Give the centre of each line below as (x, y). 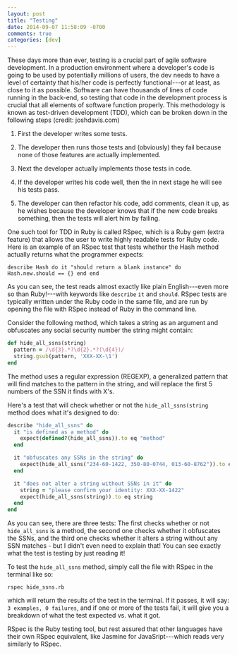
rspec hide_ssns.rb (36, 587)
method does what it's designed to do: (63, 412)
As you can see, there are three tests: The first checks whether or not (108, 523)
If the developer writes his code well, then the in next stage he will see (120, 182)
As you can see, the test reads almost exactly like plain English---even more (118, 287)
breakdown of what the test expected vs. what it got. (84, 616)
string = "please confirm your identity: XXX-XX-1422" (102, 490)
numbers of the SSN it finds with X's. (61, 391)
